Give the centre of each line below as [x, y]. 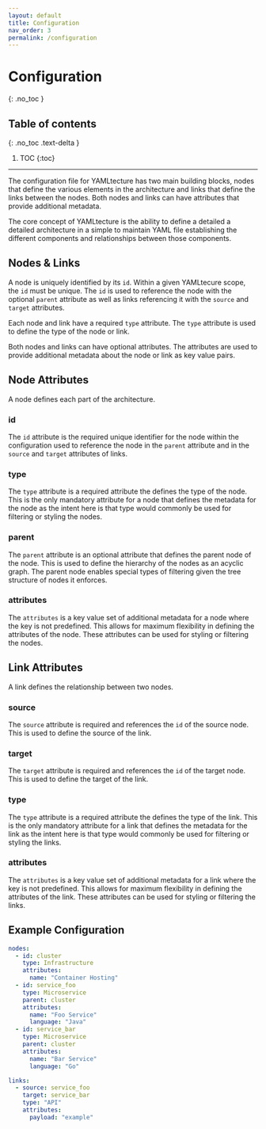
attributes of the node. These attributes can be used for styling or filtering [129, 634]
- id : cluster [38, 955]
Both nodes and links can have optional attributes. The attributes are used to [133, 346]
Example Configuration [66, 931]
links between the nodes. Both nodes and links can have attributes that [124, 198]
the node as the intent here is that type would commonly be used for [120, 509]
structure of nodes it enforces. [58, 580]
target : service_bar [56, 1095]
